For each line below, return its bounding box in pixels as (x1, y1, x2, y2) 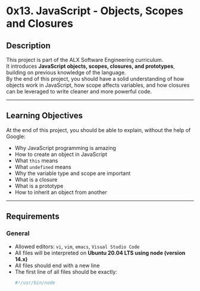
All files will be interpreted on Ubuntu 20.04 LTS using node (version (14, 249, 186, 256)
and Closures (6, 17, 73, 30)
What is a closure (14, 176, 58, 183)
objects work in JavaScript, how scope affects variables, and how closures (6, 82, 190, 89)
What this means (14, 157, 58, 164)
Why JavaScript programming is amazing (14, 144, 116, 151)
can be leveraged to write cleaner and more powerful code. (6, 88, 152, 95)
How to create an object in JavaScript (14, 151, 108, 158)
